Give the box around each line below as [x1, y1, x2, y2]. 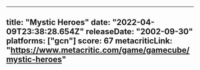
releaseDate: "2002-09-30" [86, 27, 193, 37]
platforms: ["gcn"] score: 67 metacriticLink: [6, 36, 173, 46]
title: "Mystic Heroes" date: [6, 17, 111, 27]
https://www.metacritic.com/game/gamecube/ [10, 45, 190, 55]
